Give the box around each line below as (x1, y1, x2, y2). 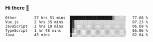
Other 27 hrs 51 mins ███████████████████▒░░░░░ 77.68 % (5, 16, 149, 21)
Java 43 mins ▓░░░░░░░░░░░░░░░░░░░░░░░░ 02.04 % (5, 33, 149, 38)
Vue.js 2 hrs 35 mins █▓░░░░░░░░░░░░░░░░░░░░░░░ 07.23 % (5, 20, 149, 25)
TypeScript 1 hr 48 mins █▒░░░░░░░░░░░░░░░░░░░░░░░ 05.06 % (5, 28, 149, 33)
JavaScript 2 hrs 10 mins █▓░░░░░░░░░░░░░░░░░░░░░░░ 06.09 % (5, 24, 149, 29)
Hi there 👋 (5, 4, 30, 11)
